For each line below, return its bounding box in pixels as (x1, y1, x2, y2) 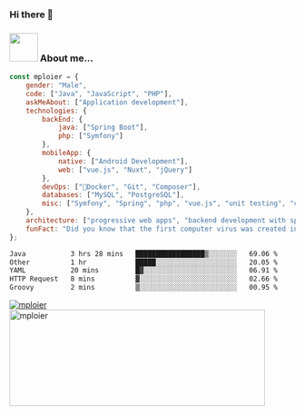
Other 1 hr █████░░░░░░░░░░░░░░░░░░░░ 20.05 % (9, 258, 279, 267)
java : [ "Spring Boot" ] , (57, 123, 148, 133)
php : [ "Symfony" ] (57, 132, 124, 141)
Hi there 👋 (9, 8, 54, 21)
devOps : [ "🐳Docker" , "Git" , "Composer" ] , (42, 182, 202, 192)
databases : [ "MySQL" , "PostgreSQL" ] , (42, 191, 184, 200)
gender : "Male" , (25, 81, 88, 90)
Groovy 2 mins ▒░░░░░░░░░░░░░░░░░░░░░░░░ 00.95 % (9, 283, 279, 292)
